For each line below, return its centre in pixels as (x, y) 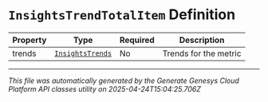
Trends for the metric (202, 53)
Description (202, 40)
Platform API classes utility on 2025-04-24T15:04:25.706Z (105, 88)
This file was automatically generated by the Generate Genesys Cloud (124, 80)
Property (30, 40)
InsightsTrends (83, 53)
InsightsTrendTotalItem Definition (122, 15)
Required (137, 40)
